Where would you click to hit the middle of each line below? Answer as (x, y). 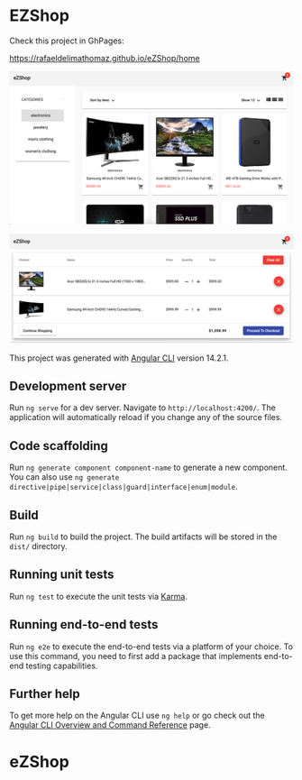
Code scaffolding (59, 446)
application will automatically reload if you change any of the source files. (146, 418)
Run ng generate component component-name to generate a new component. (149, 468)
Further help (45, 694)
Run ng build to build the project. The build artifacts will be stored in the (143, 537)
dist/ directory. (38, 546)
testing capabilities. (62, 665)
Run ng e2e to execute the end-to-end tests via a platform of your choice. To (151, 647)
